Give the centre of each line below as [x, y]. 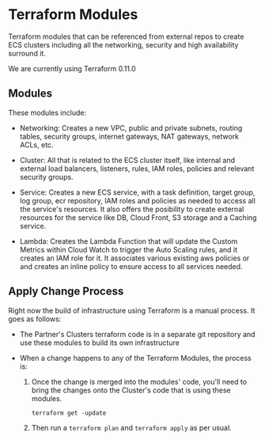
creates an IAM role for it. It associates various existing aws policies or [134, 258]
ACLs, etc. [36, 145]
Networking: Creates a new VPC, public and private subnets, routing [131, 127]
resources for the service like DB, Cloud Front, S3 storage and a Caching [138, 217]
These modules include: [47, 112]
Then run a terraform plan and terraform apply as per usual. [131, 427]
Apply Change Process [66, 292]
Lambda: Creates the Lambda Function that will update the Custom [129, 241]
